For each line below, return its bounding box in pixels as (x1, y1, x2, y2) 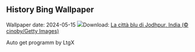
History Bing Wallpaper (6, 5, 94, 15)
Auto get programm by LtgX (6, 38, 75, 46)
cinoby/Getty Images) (6, 27, 60, 34)
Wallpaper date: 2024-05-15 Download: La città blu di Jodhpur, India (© (6, 21, 189, 28)
